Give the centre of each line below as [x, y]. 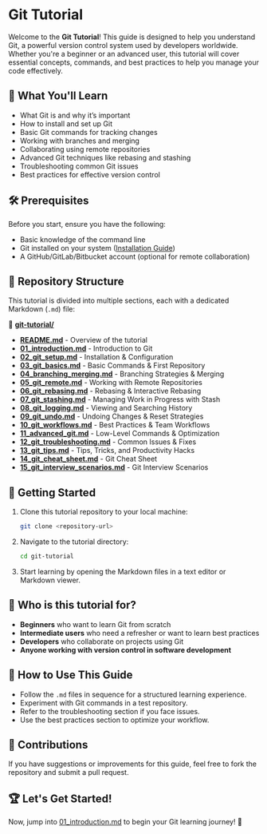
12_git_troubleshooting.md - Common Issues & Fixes [108, 442]
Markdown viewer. [50, 580]
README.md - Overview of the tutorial [83, 340]
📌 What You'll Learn [58, 96]
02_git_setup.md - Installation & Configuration [96, 357]
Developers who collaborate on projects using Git [102, 641]
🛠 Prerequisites [49, 201]
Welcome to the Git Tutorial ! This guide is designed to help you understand [132, 37]
